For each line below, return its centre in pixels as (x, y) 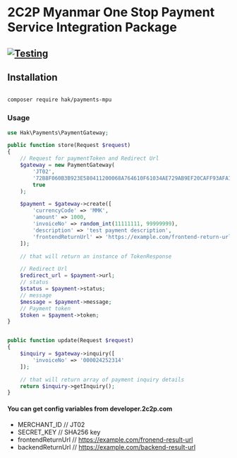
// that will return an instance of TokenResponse (96, 256)
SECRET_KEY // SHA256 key (59, 432)
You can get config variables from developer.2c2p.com (90, 409)
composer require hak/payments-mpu (60, 100)
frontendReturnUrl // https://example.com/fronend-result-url (105, 440)
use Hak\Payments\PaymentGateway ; (58, 133)
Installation (32, 77)
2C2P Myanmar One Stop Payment (111, 12)
